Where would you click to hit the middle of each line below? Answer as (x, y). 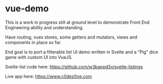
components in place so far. (33, 42)
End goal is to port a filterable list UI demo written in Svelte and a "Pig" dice (82, 52)
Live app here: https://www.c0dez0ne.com (49, 76)
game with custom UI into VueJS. (39, 57)
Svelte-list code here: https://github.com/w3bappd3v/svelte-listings (74, 67)
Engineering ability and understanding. (44, 27)
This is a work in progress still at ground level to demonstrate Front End (77, 22)
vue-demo (27, 9)
